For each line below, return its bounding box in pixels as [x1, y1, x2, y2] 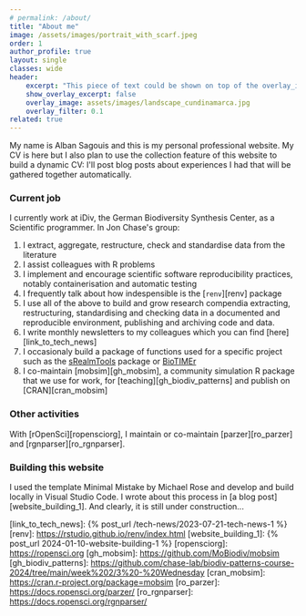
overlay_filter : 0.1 [25, 107, 104, 116]
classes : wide [9, 65, 64, 74]
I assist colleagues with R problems [22, 259, 156, 270]
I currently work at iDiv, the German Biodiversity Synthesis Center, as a [9, 212, 275, 223]
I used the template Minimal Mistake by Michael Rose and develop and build [9, 482, 294, 493]
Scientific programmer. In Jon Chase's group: [9, 222, 180, 233]
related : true [9, 115, 64, 124]
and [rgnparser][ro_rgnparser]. [9, 438, 126, 449]
